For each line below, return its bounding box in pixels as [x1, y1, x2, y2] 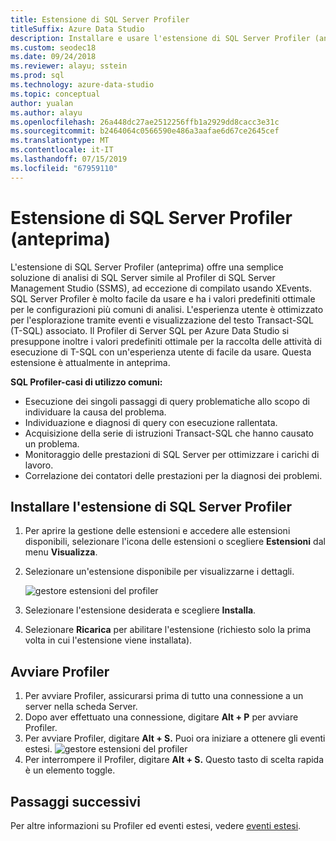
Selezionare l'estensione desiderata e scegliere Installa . [24, 604, 257, 616]
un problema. [24, 437, 80, 450]
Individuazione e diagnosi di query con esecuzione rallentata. [24, 416, 278, 428]
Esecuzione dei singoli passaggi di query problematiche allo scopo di [24, 395, 310, 407]
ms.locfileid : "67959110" [10, 163, 118, 173]
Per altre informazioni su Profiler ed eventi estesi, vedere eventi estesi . [10, 820, 302, 831]
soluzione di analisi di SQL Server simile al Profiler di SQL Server [10, 271, 276, 283]
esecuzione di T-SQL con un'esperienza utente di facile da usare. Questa [10, 346, 312, 358]
